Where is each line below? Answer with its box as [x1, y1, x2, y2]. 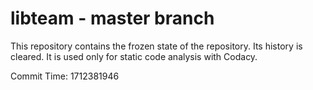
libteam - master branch [10, 7, 215, 30]
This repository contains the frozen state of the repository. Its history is [10, 40, 303, 52]
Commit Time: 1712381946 [10, 70, 120, 82]
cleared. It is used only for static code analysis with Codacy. [10, 50, 258, 62]
